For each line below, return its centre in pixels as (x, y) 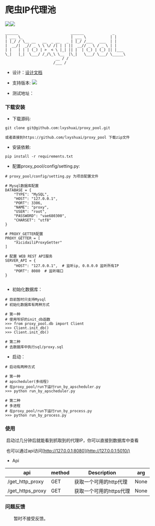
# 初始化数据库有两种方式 (27, 305)
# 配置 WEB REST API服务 (29, 256)
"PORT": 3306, (28, 203)
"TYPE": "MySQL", (32, 195)
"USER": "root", (31, 212)
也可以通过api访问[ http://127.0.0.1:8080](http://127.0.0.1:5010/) (68, 451)
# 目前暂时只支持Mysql (26, 300)
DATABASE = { (18, 190)
